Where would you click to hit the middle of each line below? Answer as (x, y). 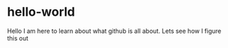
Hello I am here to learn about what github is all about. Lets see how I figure (114, 31)
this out (18, 38)
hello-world (41, 12)
